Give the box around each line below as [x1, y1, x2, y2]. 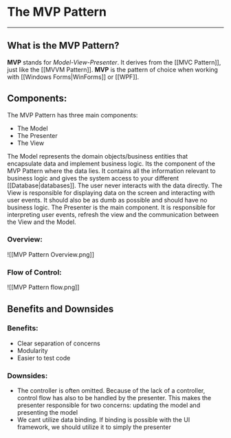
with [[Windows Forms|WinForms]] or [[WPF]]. [7, 73, 140, 81]
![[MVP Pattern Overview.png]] [7, 250, 95, 258]
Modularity [16, 346, 48, 354]
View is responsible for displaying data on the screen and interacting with [7, 188, 215, 196]
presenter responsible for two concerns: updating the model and [16, 401, 201, 409]
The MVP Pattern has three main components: [7, 111, 138, 119]
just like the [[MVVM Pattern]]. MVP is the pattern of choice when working [7, 65, 219, 73]
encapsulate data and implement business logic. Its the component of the [7, 159, 215, 168]
